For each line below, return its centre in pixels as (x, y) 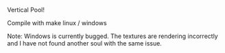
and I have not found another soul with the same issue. (85, 43)
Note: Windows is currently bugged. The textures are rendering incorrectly (113, 36)
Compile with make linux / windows (57, 23)
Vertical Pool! (26, 10)
